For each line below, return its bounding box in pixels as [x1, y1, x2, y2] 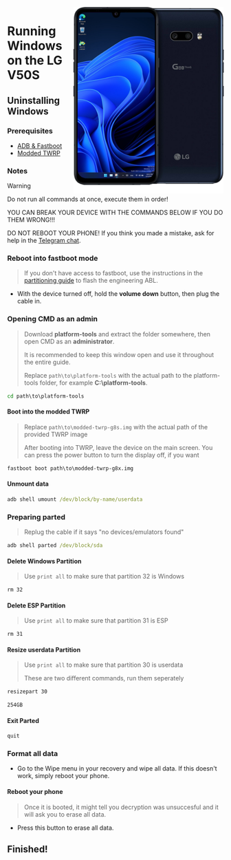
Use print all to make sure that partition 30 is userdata [23, 660, 184, 669]
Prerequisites [7, 126, 53, 136]
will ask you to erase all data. [23, 810, 107, 818]
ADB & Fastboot [16, 141, 63, 150]
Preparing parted [7, 512, 65, 522]
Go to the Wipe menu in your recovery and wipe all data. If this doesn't [16, 764, 218, 773]
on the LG [7, 53, 63, 68]
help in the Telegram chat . [7, 237, 81, 245]
